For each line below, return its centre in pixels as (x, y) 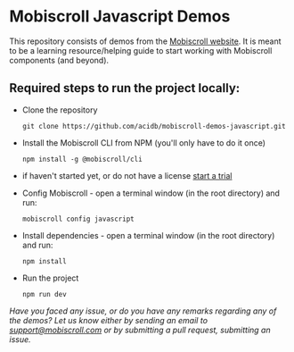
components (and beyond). (59, 60)
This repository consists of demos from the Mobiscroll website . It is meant (146, 41)
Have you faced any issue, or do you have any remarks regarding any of (143, 311)
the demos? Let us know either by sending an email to (108, 320)
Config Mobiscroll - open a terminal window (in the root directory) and (151, 193)
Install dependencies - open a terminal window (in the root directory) (148, 235)
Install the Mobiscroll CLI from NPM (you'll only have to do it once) (143, 142)
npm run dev (44, 294)
